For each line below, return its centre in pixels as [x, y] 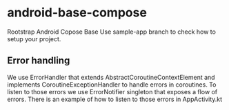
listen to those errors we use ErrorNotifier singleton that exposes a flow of [112, 91]
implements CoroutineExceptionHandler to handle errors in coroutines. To [112, 85]
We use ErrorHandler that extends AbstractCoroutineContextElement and [111, 77]
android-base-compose [77, 13]
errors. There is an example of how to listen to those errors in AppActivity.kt [115, 99]
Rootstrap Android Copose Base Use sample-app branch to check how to [111, 32]
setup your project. [34, 38]
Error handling [39, 61]
